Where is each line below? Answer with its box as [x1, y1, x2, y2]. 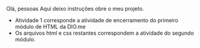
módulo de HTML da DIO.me [14, 23, 86, 30]
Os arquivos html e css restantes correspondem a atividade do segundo [14, 29, 195, 37]
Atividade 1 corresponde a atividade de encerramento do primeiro [14, 17, 179, 23]
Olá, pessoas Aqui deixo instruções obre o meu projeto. [6, 5, 145, 12]
